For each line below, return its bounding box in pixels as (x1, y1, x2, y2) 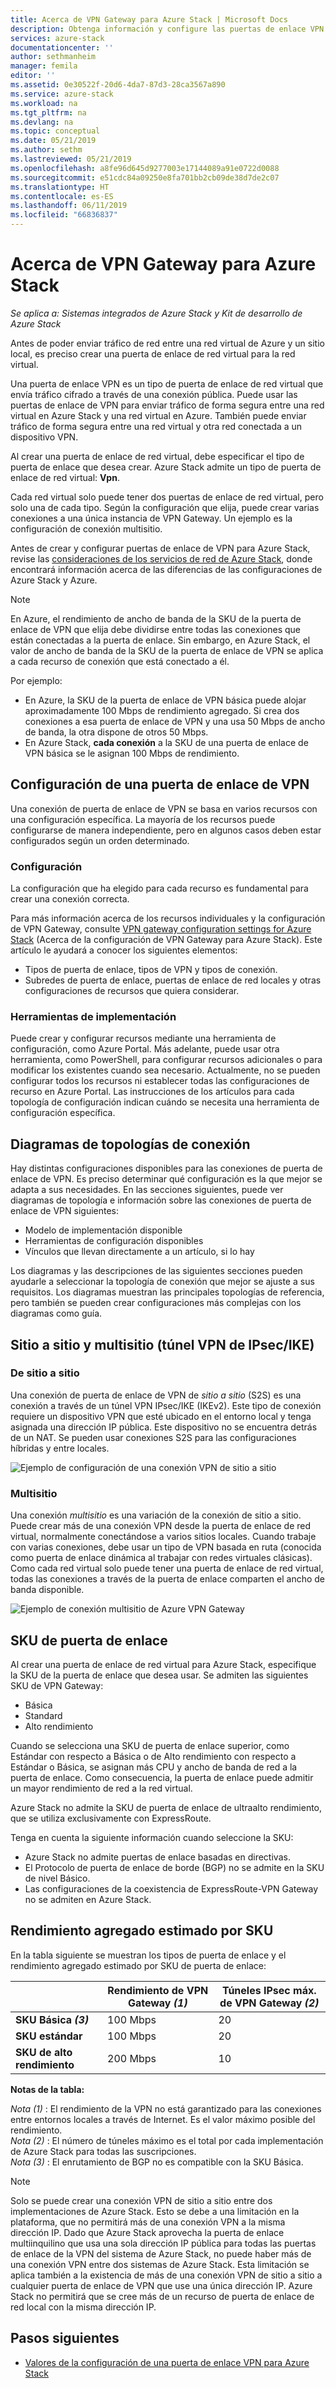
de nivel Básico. (24, 1872, 91, 1884)
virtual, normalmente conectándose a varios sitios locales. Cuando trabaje (10, 1531, 317, 1543)
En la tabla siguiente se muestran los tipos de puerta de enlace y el (10, 1949, 287, 1961)
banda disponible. (10, 1584, 85, 1596)
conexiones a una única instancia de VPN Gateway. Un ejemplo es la (10, 512, 293, 524)
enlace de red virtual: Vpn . (10, 471, 120, 483)
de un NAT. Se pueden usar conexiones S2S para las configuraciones (10, 1431, 297, 1443)
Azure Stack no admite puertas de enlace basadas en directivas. (24, 1851, 291, 1863)
